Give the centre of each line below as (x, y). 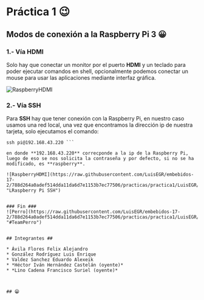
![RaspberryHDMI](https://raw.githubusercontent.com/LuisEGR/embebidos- (100, 175)
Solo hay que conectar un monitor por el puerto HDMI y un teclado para (96, 65)
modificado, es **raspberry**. (46, 164)
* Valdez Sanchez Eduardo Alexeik (50, 260)
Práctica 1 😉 (38, 12)
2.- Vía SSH (24, 105)
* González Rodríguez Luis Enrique (51, 254)
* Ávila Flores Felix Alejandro (47, 249)
